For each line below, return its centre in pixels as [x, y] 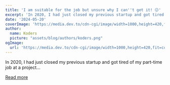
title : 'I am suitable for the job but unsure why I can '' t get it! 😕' [83, 10]
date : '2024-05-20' [26, 19]
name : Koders [24, 33]
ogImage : [14, 43]
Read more [17, 77]
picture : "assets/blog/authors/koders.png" [56, 38]
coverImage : [18, 24]
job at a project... [23, 67]
